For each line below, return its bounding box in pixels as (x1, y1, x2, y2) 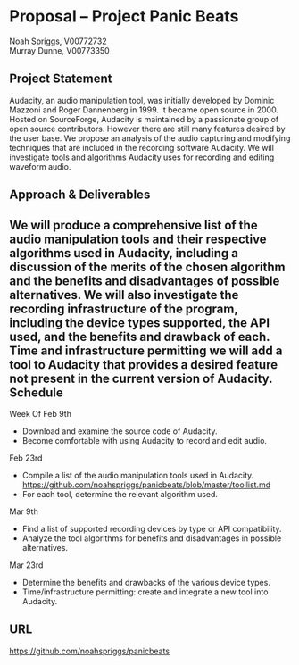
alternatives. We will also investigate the (9, 287, 239, 303)
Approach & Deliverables (9, 187, 151, 203)
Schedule (9, 385, 64, 400)
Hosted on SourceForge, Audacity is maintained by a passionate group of (9, 113, 279, 124)
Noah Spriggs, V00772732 (9, 36, 107, 46)
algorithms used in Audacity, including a (9, 245, 239, 261)
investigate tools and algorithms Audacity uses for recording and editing (9, 152, 275, 162)
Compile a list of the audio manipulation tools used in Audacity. (21, 470, 254, 480)
